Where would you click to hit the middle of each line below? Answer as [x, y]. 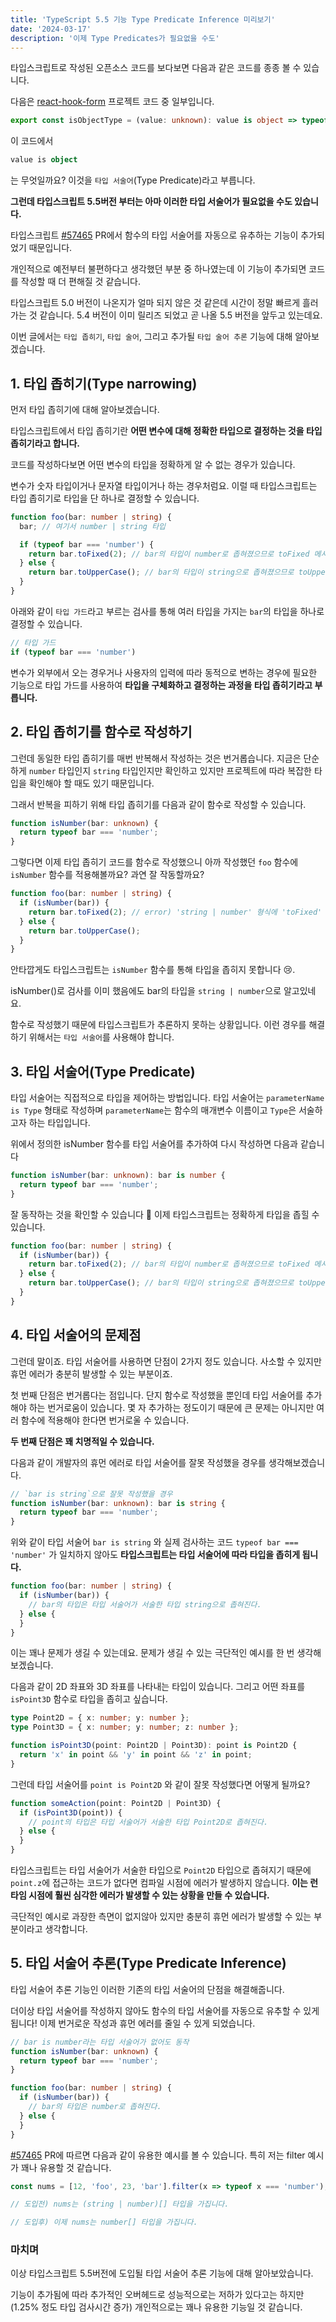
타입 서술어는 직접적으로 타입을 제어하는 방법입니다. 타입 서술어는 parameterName [167, 1098]
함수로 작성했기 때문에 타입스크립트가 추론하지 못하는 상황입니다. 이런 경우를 [158, 1025]
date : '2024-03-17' [51, 29]
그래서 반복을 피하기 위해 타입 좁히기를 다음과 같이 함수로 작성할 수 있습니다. [158, 804]
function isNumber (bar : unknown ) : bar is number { [118, 1176]
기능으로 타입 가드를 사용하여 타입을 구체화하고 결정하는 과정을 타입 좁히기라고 [161, 685]
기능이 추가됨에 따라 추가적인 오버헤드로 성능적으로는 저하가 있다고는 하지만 [157, 2295]
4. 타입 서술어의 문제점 [76, 1335]
